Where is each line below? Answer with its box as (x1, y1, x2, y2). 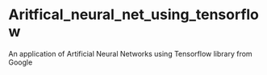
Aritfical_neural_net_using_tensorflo (8, 6, 260, 24)
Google (8, 57, 33, 67)
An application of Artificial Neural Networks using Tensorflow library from (8, 49, 252, 58)
